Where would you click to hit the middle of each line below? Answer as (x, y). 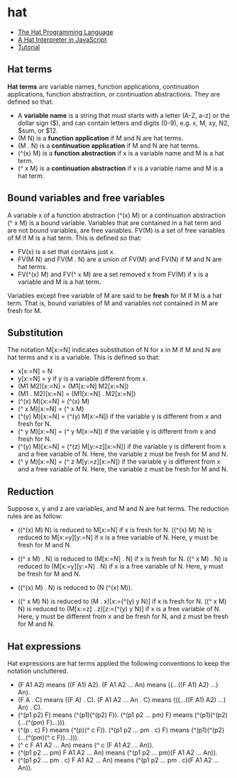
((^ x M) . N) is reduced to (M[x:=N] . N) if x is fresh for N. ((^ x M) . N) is (123, 559)
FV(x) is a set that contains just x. (66, 251)
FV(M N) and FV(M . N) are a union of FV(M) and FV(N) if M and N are (120, 259)
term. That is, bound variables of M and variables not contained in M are (113, 303)
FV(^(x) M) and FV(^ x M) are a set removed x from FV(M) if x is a (113, 274)
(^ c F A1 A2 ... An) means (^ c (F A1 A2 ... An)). (86, 745)
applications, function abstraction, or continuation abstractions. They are (114, 94)
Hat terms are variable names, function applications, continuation (103, 87)
